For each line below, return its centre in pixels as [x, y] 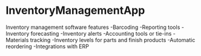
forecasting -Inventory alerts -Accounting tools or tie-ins [101, 33]
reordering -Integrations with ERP [47, 46]
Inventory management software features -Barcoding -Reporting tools [93, 27]
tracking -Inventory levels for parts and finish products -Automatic [113, 40]
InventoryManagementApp [75, 11]
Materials [17, 40]
